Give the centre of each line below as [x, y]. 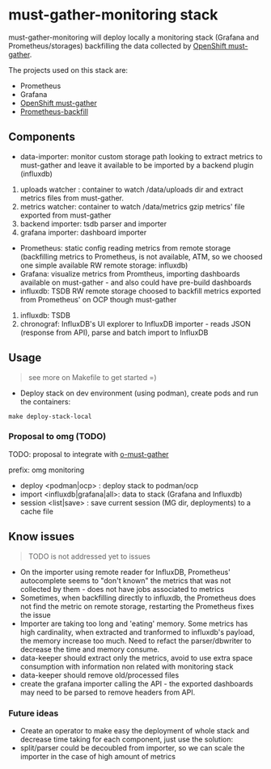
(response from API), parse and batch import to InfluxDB [114, 332]
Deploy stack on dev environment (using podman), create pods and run [139, 393]
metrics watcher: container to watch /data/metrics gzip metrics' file [132, 206]
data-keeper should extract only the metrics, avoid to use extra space [136, 657]
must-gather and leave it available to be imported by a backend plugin [137, 165]
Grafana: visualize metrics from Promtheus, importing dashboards [130, 273]
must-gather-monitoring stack [113, 15]
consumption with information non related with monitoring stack [127, 666]
